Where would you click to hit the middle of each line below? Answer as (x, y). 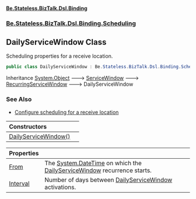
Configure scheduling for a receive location (66, 112)
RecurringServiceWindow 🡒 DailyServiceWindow (70, 84)
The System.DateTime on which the (93, 163)
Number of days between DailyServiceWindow (108, 180)
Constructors (28, 127)
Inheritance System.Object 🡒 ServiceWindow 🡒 (72, 78)
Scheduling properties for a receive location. (60, 56)
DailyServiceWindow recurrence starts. (98, 170)
